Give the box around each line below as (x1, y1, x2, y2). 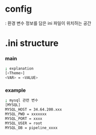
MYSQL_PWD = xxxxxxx (5, 112, 47, 116)
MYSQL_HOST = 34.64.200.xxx (5, 107, 62, 112)
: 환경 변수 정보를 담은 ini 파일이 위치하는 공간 (5, 20, 92, 26)
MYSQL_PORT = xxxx (5, 116, 42, 121)
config (5, 3, 32, 15)
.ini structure (5, 38, 58, 49)
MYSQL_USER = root (5, 121, 42, 126)
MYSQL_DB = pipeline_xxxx (5, 125, 58, 130)
